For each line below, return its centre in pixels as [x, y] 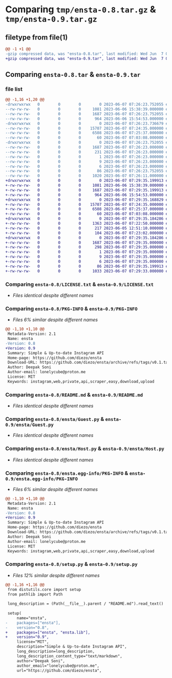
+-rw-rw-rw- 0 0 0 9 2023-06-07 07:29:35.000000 [84, 257]
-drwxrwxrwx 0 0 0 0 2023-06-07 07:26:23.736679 [84, 123]
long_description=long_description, [56, 651]
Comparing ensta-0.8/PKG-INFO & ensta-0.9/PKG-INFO [71, 308]
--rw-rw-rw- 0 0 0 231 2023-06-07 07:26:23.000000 [84, 152]
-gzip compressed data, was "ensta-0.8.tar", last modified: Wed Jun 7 [84, 54]
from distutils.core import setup [44, 589]
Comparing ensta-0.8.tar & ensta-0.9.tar [73, 75]
